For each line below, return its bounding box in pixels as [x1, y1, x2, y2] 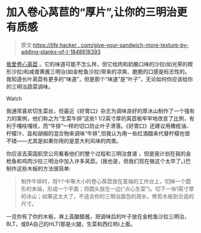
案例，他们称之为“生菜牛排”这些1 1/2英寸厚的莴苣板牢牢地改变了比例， [16, 114, 190, 122]
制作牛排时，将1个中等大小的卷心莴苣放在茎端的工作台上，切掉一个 [20, 177, 186, 184]
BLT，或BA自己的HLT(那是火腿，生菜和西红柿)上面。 [6, 220, 136, 228]
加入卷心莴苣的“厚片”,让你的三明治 [6, 5, 177, 19]
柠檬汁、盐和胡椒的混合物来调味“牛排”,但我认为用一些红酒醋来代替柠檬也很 [6, 129, 190, 137]
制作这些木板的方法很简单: [6, 165, 71, 172]
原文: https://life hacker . [20, 41, 80, 49]
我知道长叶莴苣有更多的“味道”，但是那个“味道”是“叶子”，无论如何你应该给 [6, 75, 188, 83]
